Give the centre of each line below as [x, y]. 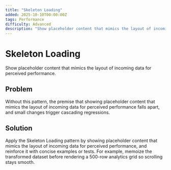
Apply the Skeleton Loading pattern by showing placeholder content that [81, 141]
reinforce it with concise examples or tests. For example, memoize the [79, 151]
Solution [19, 128]
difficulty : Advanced [28, 24]
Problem [19, 89]
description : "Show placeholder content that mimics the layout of [78, 29]
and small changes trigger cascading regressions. [58, 112]
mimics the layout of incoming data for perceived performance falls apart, [83, 107]
